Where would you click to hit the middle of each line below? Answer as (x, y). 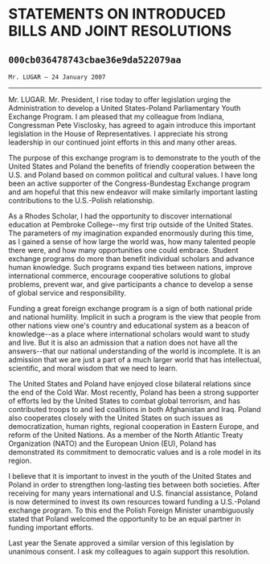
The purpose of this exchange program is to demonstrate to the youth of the (135, 158)
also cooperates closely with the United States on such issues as (116, 418)
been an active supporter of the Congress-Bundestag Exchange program (129, 183)
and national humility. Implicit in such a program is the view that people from (135, 317)
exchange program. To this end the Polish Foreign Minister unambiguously (131, 510)
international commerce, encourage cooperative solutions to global (119, 276)
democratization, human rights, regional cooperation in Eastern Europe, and (134, 426)
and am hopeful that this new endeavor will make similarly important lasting (133, 192)
